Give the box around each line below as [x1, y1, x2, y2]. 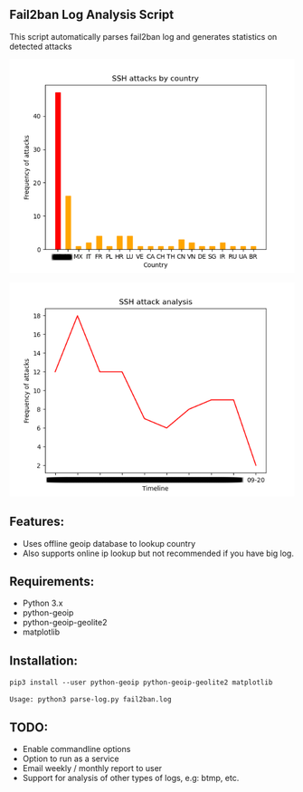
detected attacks [9, 41, 72, 52]
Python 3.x [22, 597, 63, 609]
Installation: [9, 653, 79, 668]
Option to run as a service [22, 753, 119, 764]
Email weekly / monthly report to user [22, 763, 163, 774]
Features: [9, 514, 65, 530]
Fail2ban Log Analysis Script [9, 7, 175, 23]
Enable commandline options [22, 744, 131, 755]
